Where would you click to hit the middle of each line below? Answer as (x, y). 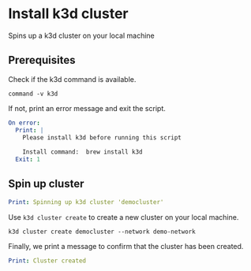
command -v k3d (33, 94)
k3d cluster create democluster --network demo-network (102, 232)
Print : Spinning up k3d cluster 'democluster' (86, 202)
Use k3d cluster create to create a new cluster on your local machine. (124, 217)
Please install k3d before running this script (102, 137)
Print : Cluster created (47, 261)
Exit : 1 (28, 160)
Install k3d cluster (68, 14)
